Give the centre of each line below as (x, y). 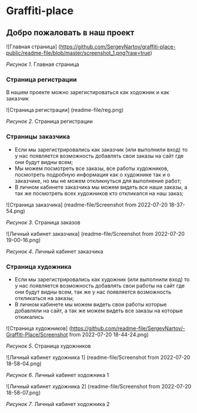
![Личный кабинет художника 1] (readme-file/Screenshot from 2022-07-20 (98, 357)
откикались (29, 317)
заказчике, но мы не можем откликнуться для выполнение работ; (98, 181)
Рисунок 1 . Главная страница (43, 64)
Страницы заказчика (38, 136)
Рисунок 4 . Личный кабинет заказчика (55, 251)
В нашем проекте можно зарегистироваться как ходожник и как (88, 92)
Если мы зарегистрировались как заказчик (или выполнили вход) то (101, 149)
